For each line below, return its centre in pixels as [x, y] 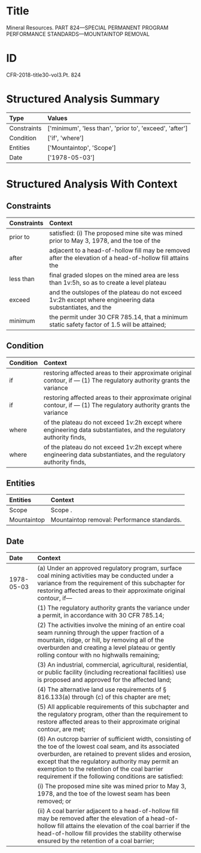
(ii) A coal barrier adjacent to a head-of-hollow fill [108, 811]
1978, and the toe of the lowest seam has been [104, 794]
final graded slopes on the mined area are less [114, 275]
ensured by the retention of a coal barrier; [96, 841]
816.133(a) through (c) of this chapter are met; [104, 697]
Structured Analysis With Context [92, 184]
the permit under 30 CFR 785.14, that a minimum [119, 317]
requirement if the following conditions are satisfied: [110, 776]
